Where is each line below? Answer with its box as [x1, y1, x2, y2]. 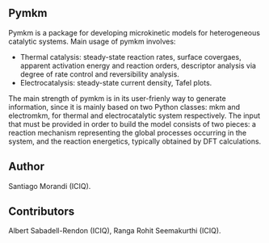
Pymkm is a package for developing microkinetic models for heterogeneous [8, 27, 261, 37]
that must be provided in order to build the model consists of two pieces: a [8, 119, 257, 128]
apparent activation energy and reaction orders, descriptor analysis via [19, 61, 257, 70]
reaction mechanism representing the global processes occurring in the [8, 128, 247, 137]
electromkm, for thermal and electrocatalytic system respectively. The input [8, 111, 261, 120]
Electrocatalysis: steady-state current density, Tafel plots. [19, 78, 212, 87]
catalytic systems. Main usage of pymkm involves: [8, 36, 176, 46]
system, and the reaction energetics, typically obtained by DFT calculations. [8, 136, 262, 146]
